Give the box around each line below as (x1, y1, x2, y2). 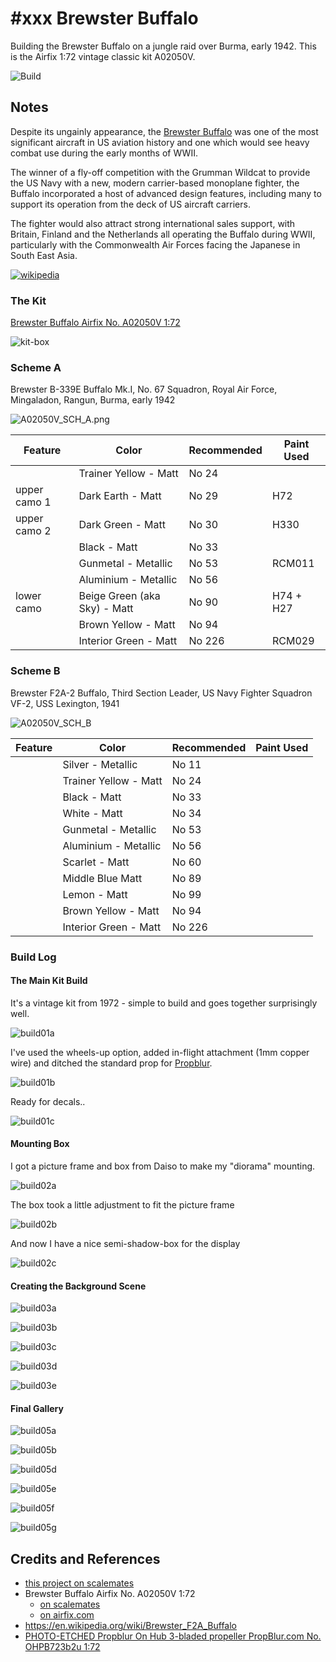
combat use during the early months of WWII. (10, 147, 198, 159)
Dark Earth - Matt (78, 489, 162, 503)
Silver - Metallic (62, 757, 138, 771)
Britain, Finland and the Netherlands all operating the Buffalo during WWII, (10, 228, 316, 240)
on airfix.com (39, 1609, 95, 1621)
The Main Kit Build (10, 975, 88, 987)
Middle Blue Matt (62, 871, 143, 885)
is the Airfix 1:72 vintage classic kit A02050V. (10, 50, 196, 62)
